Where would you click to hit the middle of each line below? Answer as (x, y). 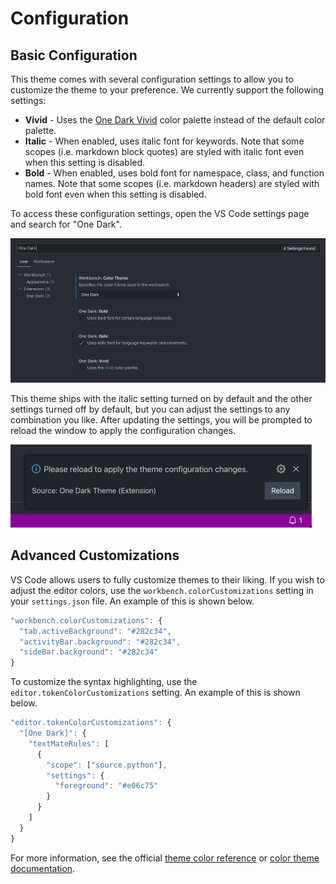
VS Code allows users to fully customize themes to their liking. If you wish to (167, 579)
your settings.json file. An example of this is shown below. (132, 601)
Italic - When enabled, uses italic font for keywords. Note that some (164, 141)
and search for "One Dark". (66, 224)
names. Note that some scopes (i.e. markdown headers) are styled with (172, 183)
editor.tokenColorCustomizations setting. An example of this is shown (155, 693)
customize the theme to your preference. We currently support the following (167, 90)
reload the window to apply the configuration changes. (123, 431)
